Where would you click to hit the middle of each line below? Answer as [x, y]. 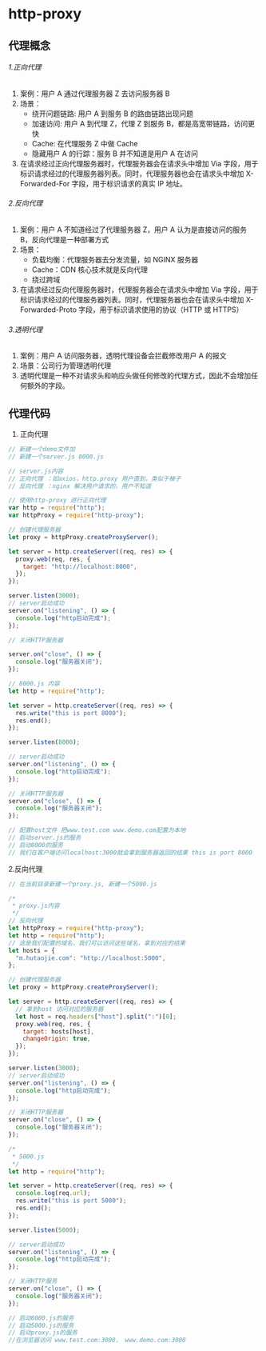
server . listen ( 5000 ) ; [44, 1230]
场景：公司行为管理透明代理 [66, 366]
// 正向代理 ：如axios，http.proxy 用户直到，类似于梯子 [95, 478]
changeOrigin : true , [57, 1039]
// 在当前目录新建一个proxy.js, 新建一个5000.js [83, 884]
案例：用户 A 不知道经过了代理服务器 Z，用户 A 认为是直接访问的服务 [133, 230]
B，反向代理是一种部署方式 [64, 239]
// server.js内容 [36, 471]
